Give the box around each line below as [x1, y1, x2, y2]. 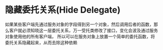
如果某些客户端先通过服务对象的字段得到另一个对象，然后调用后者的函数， [5, 21, 154, 27]
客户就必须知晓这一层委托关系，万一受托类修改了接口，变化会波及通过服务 [9, 27, 158, 33]
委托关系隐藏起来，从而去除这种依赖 [5, 39, 78, 45]
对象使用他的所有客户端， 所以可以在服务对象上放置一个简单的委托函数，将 [5, 33, 155, 39]
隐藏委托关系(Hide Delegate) [5, 4, 121, 16]
